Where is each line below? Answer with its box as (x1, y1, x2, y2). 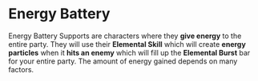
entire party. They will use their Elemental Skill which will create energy (8, 39, 246, 48)
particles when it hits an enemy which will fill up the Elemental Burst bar (8, 48, 251, 57)
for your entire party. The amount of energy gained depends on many (8, 56, 238, 66)
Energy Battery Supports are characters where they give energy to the (8, 31, 242, 40)
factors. (8, 64, 34, 74)
